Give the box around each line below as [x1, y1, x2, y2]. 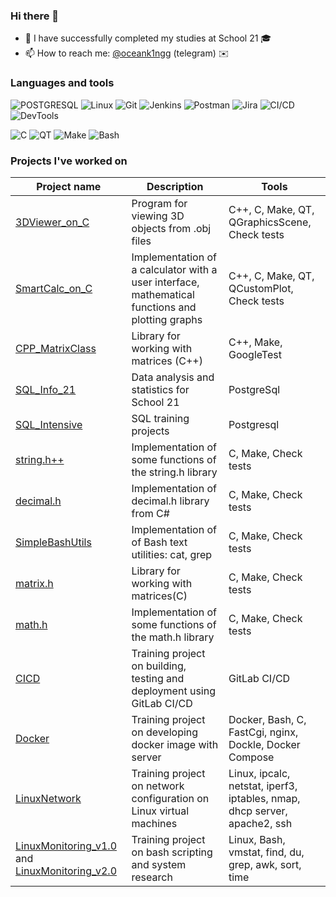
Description [146, 179, 204, 193]
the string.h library [131, 465, 218, 479]
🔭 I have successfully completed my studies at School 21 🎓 [24, 32, 272, 44]
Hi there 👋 [10, 9, 60, 23]
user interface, [131, 275, 200, 289]
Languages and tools [10, 76, 115, 90]
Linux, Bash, [228, 832, 286, 846]
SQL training [131, 411, 190, 425]
